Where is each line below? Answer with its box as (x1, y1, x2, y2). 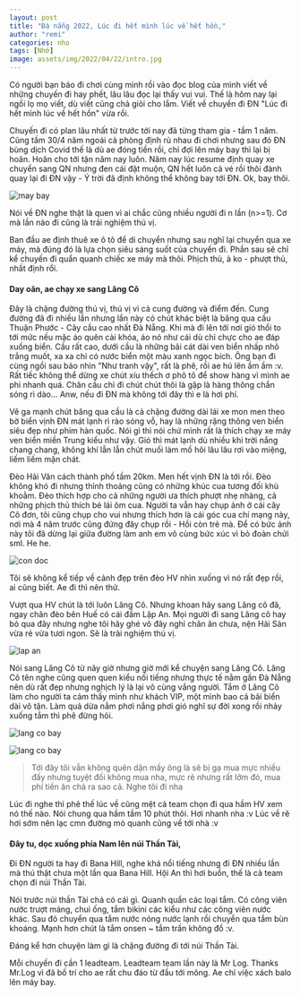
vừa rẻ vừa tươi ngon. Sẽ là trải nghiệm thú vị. (9, 628, 177, 639)
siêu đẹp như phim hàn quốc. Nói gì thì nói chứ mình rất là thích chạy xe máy (9, 425, 292, 436)
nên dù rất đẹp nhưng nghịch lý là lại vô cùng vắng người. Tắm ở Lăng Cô (9, 682, 279, 692)
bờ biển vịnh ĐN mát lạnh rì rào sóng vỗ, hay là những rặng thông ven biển (9, 416, 285, 426)
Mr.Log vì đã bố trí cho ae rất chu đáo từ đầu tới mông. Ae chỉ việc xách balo (9, 967, 292, 978)
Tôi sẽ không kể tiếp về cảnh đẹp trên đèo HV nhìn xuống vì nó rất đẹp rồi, (9, 572, 284, 583)
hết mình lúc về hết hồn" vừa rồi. (9, 108, 130, 118)
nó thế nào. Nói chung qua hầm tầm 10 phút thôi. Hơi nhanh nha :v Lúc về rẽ (9, 808, 290, 820)
